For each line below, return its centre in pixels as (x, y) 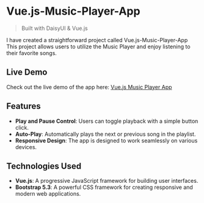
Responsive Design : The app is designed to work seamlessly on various (106, 140)
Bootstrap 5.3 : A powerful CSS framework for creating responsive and (104, 187)
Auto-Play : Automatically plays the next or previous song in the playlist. (105, 134)
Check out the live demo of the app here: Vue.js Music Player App (89, 87)
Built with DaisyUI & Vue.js (54, 28)
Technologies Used (44, 166)
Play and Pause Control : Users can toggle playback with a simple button (107, 121)
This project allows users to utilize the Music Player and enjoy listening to (98, 46)
